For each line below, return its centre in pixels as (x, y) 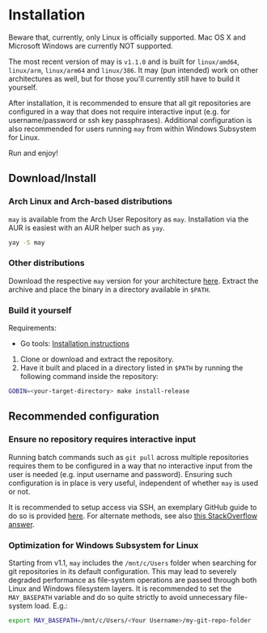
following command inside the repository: (89, 377)
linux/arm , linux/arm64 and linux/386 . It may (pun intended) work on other (133, 70)
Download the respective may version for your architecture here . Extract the (133, 281)
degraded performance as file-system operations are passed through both (133, 580)
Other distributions (47, 263)
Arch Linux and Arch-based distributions (90, 201)
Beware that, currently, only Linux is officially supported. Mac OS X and (127, 37)
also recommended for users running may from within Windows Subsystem (132, 129)
